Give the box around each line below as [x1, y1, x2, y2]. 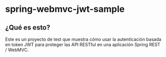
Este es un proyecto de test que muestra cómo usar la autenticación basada [5, 36, 162, 42]
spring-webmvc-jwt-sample [5, 3, 125, 15]
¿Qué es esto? [5, 23, 51, 32]
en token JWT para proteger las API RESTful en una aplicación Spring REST [5, 42, 161, 48]
